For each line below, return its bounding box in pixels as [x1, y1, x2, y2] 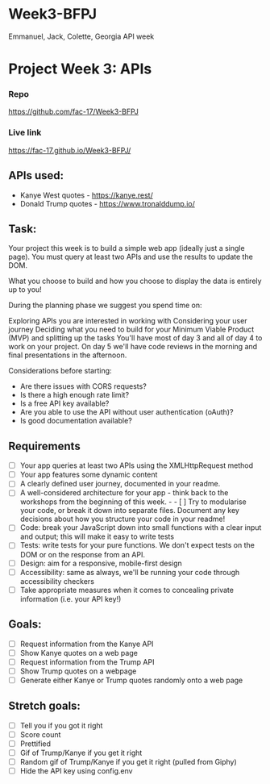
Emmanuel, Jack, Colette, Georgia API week [8, 31, 155, 41]
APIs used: [8, 169, 64, 182]
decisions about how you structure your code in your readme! [19, 514, 226, 524]
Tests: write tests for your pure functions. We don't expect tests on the [19, 540, 255, 550]
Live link [8, 127, 42, 138]
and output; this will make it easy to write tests [19, 532, 175, 541]
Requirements [8, 439, 81, 452]
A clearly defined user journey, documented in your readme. [19, 479, 221, 489]
